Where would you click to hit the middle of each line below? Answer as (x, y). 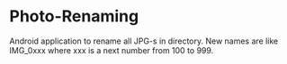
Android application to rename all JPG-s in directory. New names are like (144, 41)
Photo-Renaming (74, 16)
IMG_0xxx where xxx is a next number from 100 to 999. (112, 50)
